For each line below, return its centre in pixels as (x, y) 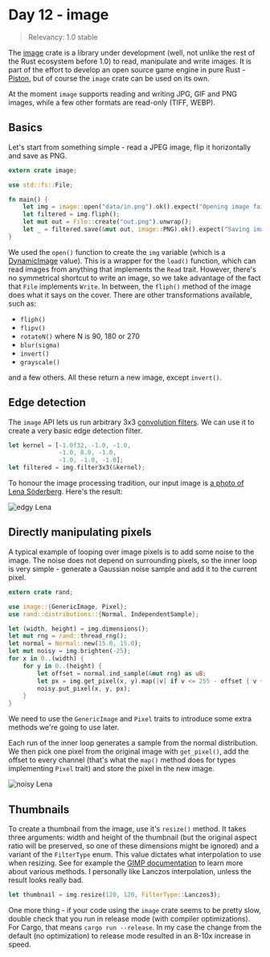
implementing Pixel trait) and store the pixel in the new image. (111, 769)
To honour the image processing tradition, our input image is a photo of (126, 483)
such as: (22, 303)
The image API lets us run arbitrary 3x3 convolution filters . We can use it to (131, 422)
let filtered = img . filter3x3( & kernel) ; (77, 468)
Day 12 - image (59, 15)
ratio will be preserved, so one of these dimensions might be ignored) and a (134, 845)
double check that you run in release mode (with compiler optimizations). (129, 918)
